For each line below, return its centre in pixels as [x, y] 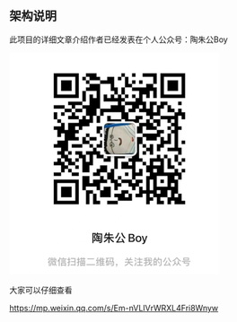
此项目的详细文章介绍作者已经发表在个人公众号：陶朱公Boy [119, 39]
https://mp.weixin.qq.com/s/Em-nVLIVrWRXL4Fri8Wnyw [114, 308]
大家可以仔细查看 [41, 290]
